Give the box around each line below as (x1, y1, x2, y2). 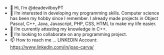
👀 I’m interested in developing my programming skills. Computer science (9, 10, 159, 16)
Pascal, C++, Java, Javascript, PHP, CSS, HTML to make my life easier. (9, 20, 156, 26)
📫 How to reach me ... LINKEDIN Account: (9, 37, 97, 42)
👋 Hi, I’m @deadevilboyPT (9, 5, 63, 10)
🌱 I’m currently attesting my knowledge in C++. (9, 26, 107, 32)
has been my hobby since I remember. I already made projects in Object (9, 15, 158, 21)
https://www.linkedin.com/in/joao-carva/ (9, 44, 94, 50)
